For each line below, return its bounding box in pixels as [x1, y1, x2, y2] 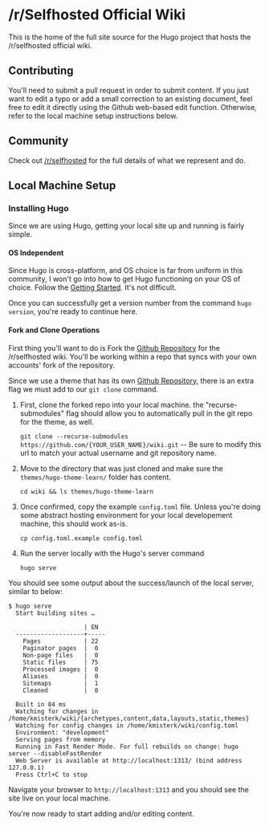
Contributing [8, 64, 74, 78]
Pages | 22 [22, 637, 99, 645]
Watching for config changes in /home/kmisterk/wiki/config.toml [15, 721, 239, 730]
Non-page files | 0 [22, 651, 99, 659]
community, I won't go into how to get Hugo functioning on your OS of [8, 275, 241, 284]
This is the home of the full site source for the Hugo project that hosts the [8, 32, 251, 42]
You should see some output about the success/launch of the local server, [8, 578, 255, 588]
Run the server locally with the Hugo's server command [19, 548, 205, 558]
